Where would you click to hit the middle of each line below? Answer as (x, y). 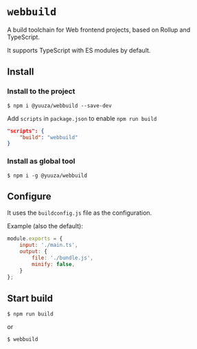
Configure (29, 196)
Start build (30, 298)
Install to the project (41, 91)
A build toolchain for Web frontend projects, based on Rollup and (99, 29)
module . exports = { (35, 239)
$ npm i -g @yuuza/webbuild (47, 176)
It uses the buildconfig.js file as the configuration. (80, 213)
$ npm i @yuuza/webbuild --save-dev (59, 106)
